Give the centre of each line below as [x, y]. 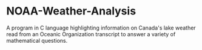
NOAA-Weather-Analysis [71, 11]
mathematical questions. [37, 40]
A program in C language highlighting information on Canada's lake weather [101, 28]
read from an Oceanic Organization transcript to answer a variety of [91, 34]
